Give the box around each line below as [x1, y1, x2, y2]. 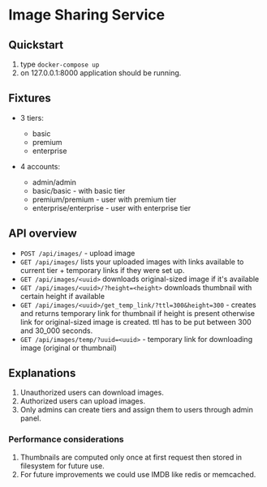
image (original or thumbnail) [19, 343, 118, 352]
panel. [19, 413, 42, 423]
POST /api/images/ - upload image [19, 248, 136, 258]
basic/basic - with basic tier [32, 186, 126, 195]
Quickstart [8, 38, 64, 52]
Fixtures [8, 92, 51, 105]
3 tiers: [19, 113, 45, 122]
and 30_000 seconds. [19, 326, 93, 335]
